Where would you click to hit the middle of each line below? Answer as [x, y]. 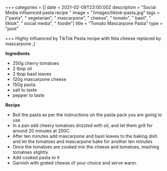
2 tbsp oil [22, 68]
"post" [12, 29]
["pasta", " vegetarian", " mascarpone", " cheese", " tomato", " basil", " [78, 18]
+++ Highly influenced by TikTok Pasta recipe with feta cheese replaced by [83, 38]
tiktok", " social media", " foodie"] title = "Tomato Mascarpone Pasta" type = [84, 23]
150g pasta [24, 84]
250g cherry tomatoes [36, 63]
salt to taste [25, 90]
